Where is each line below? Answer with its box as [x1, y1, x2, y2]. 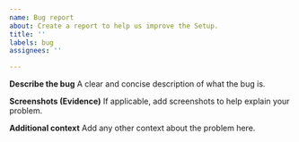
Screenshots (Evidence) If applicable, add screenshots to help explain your [9, 96, 290, 107]
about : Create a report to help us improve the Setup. [9, 21, 219, 30]
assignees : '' [9, 46, 63, 55]
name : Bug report [9, 13, 75, 22]
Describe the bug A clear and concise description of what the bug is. [9, 79, 266, 89]
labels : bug [9, 38, 54, 47]
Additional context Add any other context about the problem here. [9, 122, 256, 134]
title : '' [9, 29, 47, 38]
